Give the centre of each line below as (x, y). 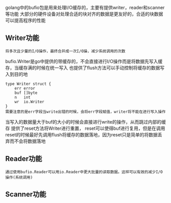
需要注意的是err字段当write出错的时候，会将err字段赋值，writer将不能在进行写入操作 (86, 112)
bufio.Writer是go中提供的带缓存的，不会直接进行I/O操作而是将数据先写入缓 (84, 61)
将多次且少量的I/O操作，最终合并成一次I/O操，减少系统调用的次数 (65, 51)
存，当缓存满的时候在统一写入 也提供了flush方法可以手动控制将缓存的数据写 (85, 68)
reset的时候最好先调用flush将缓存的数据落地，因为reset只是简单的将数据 (82, 134)
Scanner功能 (26, 195)
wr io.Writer (29, 101)
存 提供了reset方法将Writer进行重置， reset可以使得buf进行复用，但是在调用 (85, 128)
